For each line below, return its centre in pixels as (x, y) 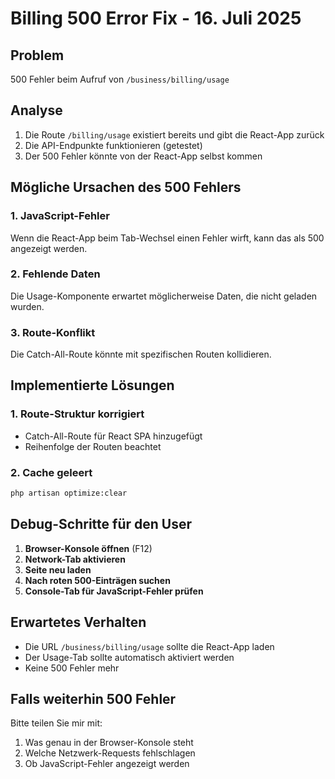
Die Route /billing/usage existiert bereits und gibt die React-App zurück (174, 134)
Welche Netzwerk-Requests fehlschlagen (110, 753)
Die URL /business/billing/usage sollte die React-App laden (149, 646)
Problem (37, 55)
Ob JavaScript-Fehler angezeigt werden (107, 764)
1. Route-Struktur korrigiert (77, 414)
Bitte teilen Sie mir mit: (56, 723)
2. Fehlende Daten (55, 274)
